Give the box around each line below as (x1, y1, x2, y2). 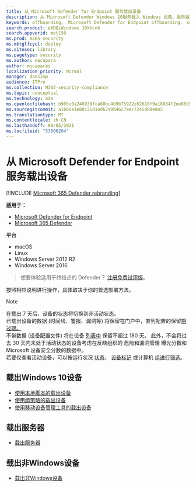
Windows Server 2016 (14, 261, 68, 269)
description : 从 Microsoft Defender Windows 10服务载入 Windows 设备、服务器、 (6, 14, 194, 20)
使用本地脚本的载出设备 (14, 389, 71, 396)
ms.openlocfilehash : (6, 101, 57, 107)
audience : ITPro (6, 80, 45, 85)
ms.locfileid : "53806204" (6, 128, 69, 134)
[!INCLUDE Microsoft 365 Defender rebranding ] (6, 189, 121, 196)
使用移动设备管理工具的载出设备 (14, 404, 92, 411)
